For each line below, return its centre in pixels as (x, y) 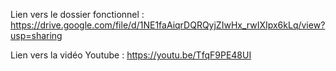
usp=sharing (36, 35)
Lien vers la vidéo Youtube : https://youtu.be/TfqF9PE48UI (131, 55)
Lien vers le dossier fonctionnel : (77, 14)
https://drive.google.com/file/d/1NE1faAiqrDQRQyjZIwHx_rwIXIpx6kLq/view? (168, 25)
